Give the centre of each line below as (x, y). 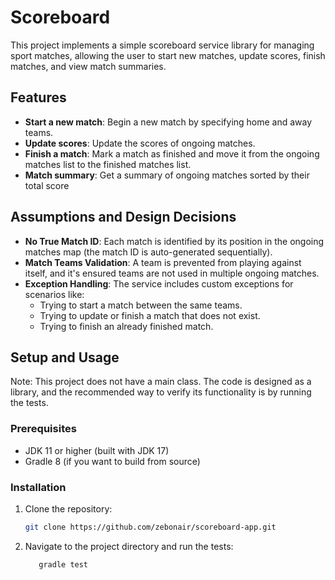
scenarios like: (54, 294)
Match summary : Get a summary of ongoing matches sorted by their (167, 175)
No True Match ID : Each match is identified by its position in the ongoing (174, 241)
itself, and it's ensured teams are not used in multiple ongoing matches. (172, 273)
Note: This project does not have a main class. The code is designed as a (161, 382)
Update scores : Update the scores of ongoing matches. (140, 143)
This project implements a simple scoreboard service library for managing (162, 45)
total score (47, 185)
